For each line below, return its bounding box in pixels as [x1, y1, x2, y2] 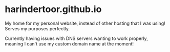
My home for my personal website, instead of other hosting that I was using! [5, 20, 165, 26]
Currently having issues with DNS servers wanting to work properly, [5, 35, 148, 41]
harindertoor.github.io [5, 4, 102, 15]
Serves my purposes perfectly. [5, 25, 70, 31]
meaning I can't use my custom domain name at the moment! [5, 40, 134, 46]
